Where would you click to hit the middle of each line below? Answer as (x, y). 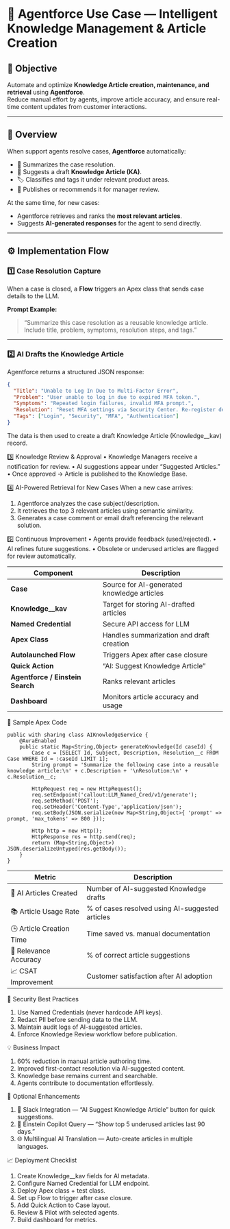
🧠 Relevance (30, 951)
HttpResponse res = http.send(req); (84, 837)
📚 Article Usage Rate (45, 912)
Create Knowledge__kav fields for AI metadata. (83, 1176)
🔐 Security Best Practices (43, 999)
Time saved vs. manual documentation (149, 934)
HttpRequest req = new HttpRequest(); (87, 789)
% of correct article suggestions (138, 955)
